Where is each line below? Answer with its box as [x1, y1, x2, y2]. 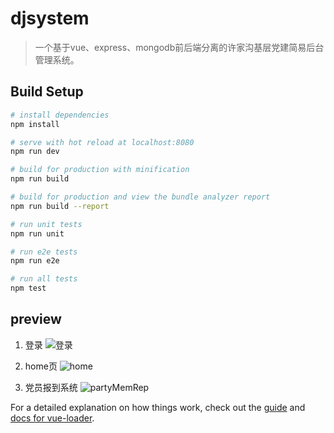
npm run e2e [10, 256, 60, 266]
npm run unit [10, 228, 65, 239]
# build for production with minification [10, 165, 190, 175]
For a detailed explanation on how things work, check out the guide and [10, 401, 306, 413]
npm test [10, 283, 47, 294]
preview [10, 311, 62, 328]
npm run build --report [10, 201, 110, 211]
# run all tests [10, 274, 78, 284]
